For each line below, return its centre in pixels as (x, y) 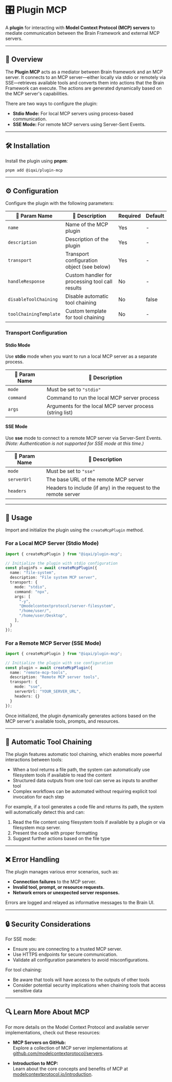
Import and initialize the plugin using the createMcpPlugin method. (75, 530)
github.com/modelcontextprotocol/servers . (58, 1053)
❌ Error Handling (33, 859)
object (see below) (88, 267)
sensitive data (27, 991)
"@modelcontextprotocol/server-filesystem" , (67, 606)
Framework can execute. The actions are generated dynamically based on (84, 88)
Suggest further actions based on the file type (61, 839)
